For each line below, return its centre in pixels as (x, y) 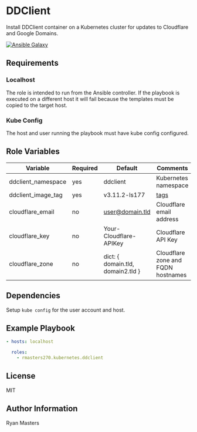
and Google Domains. (32, 33)
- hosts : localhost (30, 342)
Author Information (42, 409)
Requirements (32, 63)
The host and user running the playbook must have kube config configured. (97, 133)
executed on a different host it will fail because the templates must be (90, 99)
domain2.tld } (122, 271)
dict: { (111, 256)
